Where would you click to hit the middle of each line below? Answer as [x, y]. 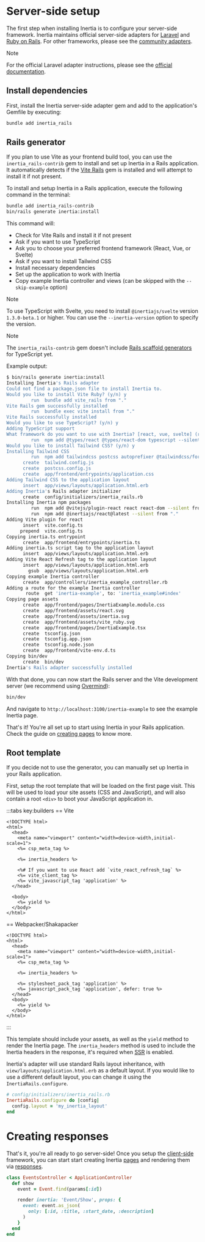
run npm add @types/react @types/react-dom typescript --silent [116, 440]
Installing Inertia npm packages [49, 503]
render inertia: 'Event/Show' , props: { [69, 1200]
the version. [21, 324]
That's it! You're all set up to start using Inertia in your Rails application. [95, 727]
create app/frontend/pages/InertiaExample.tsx [84, 628]
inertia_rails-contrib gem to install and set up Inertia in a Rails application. [103, 163]
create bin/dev [43, 662]
